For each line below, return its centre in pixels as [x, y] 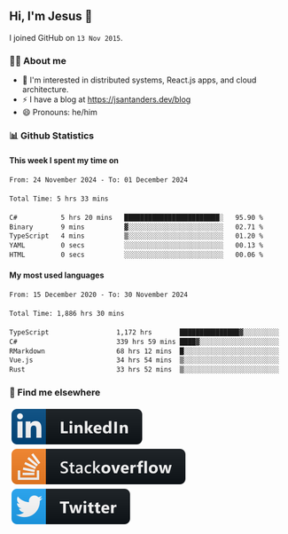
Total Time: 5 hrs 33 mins [59, 199]
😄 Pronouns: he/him [59, 113]
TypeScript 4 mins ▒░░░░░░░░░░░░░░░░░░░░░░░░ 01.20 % [136, 236]
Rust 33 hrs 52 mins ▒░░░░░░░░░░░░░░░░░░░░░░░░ [144, 370]
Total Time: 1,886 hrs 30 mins [67, 314]
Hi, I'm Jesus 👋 [51, 16]
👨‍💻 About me [38, 60]
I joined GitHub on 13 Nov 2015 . [66, 37]
